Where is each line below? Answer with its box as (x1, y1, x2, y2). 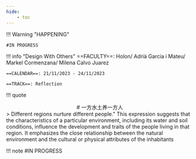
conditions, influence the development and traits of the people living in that (6, 123, 190, 130)
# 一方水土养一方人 (76, 104, 124, 111)
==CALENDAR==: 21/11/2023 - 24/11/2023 (6, 70, 105, 76)
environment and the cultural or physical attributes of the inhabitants (6, 135, 174, 143)
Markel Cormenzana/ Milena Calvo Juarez (6, 59, 109, 66)
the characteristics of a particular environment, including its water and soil (6, 117, 188, 124)
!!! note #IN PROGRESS (6, 147, 62, 154)
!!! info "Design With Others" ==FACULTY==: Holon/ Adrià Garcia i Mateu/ (6, 52, 186, 60)
